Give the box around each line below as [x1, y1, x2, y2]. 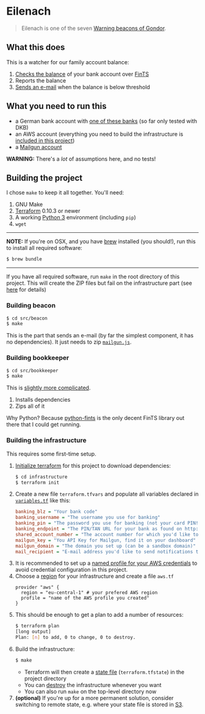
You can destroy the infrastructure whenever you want [24, 681, 162, 688]
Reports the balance [15, 76, 67, 84]
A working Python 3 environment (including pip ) [15, 214, 136, 221]
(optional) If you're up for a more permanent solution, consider [15, 694, 174, 701]
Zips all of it [15, 402, 45, 410]
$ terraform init [15, 479, 60, 485]
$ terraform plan [15, 623, 60, 629]
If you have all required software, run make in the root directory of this [6, 273, 180, 281]
